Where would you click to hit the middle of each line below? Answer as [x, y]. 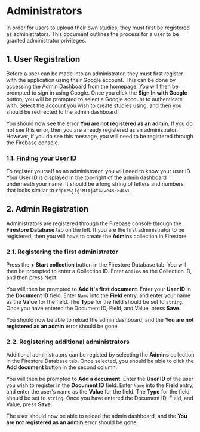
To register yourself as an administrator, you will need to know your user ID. [99, 171]
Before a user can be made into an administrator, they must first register [95, 74]
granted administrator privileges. [46, 40]
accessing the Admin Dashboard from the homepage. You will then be [92, 86]
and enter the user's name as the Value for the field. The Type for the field [98, 392]
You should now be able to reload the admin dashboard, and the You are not [100, 320]
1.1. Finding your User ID [41, 158]
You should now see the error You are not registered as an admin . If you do [99, 123]
